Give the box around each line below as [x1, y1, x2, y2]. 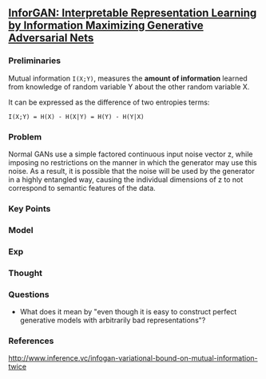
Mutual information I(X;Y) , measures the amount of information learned [8, 73, 248, 83]
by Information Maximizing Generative [8, 19, 204, 33]
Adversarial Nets [8, 31, 94, 45]
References [8, 335, 54, 346]
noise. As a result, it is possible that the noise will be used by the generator [8, 166, 256, 176]
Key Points [8, 203, 51, 214]
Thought [8, 267, 42, 278]
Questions [8, 289, 50, 300]
